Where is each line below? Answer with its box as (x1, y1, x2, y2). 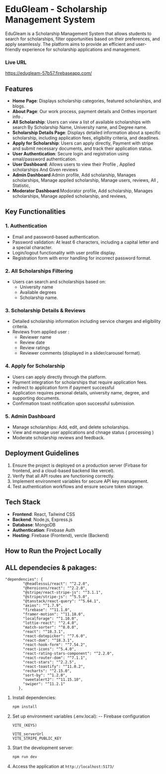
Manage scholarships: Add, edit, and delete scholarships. (12, 424, 130, 430)
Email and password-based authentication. (12, 234, 100, 240)
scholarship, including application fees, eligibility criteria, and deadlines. (12, 135, 160, 141)
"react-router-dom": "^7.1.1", (23, 655, 88, 660)
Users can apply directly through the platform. (12, 374, 107, 380)
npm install (12, 704, 37, 709)
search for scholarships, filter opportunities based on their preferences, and (5, 36, 160, 42)
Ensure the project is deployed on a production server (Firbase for (12, 462, 148, 468)
